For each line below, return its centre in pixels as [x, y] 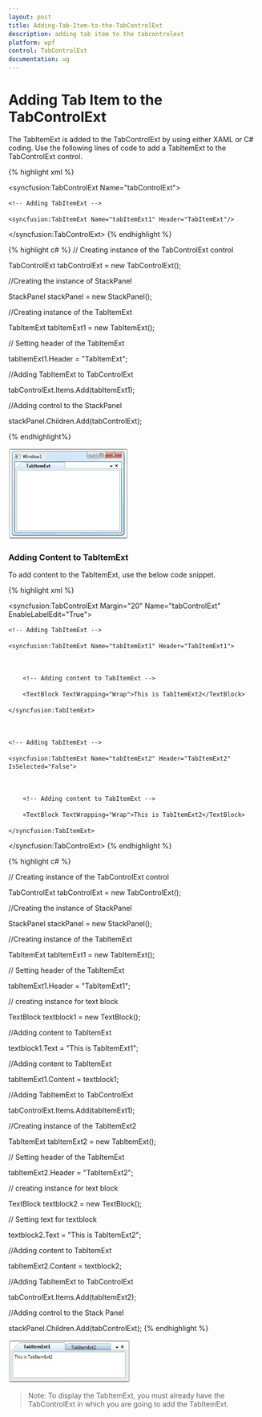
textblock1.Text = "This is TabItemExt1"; [73, 1048]
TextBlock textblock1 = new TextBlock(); [75, 1017]
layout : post [30, 17]
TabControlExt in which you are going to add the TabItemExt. [128, 1404]
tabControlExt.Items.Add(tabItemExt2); [73, 1297]
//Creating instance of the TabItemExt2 [73, 1126]
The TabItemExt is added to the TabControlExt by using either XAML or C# [131, 139]
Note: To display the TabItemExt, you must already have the [126, 1396]
